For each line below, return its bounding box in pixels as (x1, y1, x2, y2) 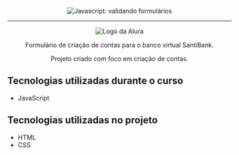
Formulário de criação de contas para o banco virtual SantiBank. (25, 41, 214, 49)
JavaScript (17, 93, 50, 102)
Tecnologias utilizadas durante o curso (7, 75, 184, 87)
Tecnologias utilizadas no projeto (7, 114, 158, 127)
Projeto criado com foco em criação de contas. (51, 54, 188, 63)
